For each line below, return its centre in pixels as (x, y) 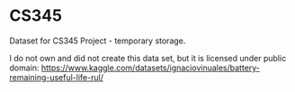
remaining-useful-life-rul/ (56, 77)
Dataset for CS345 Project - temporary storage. (98, 41)
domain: (24, 68)
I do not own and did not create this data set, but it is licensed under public (148, 58)
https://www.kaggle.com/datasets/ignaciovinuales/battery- (151, 68)
